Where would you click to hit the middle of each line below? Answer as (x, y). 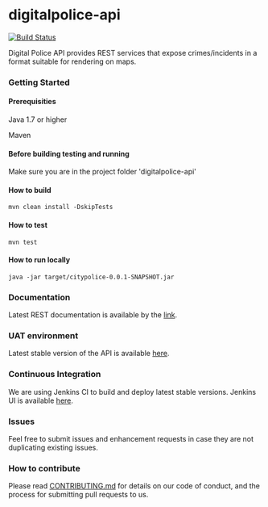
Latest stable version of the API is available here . (89, 354)
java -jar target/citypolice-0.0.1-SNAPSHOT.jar (91, 277)
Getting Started (39, 82)
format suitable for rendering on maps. (72, 61)
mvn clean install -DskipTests (61, 207)
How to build (30, 190)
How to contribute (44, 468)
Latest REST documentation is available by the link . (93, 315)
